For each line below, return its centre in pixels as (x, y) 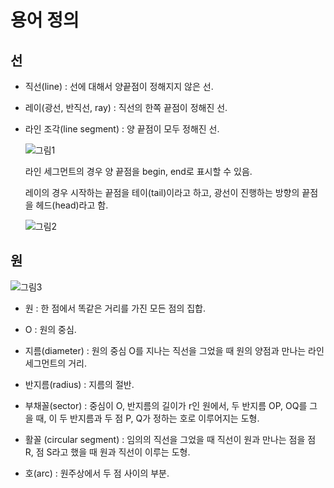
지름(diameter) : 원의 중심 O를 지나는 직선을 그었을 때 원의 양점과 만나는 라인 (174, 350)
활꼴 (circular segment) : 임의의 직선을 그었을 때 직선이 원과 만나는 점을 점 (170, 439)
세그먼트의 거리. (55, 363)
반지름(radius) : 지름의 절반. (79, 384)
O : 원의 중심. (50, 329)
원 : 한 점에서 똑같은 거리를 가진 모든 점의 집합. (115, 308)
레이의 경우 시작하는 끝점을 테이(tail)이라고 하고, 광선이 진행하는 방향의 (162, 192)
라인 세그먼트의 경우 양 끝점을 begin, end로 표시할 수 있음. (138, 171)
